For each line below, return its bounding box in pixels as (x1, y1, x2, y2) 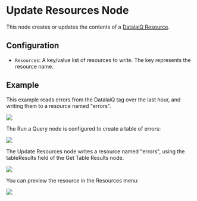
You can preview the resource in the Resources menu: (6, 177, 139, 184)
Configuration (6, 41, 60, 51)
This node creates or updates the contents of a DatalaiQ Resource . (6, 23, 170, 30)
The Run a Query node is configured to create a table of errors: (6, 125, 161, 132)
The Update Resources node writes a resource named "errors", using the (6, 147, 186, 155)
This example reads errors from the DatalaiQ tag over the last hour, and (6, 96, 181, 103)
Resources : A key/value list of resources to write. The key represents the (14, 56, 192, 63)
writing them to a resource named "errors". (6, 102, 111, 109)
